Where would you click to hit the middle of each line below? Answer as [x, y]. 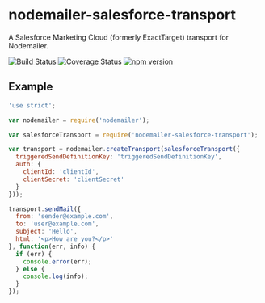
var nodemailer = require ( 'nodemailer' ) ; [79, 120]
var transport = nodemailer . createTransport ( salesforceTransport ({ [124, 149]
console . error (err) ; [57, 261]
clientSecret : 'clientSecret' [74, 179]
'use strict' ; [32, 105]
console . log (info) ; [56, 276]
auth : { [29, 164]
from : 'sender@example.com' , [65, 217]
